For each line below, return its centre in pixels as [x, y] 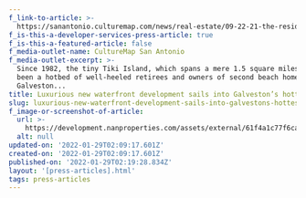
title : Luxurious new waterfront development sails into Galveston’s [144, 94]
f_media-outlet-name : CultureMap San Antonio [96, 52]
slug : [19, 103]
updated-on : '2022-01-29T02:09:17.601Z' [87, 145]
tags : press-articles [50, 179]
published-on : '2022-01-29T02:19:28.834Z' [90, 162]
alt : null [35, 137]
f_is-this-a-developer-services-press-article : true [111, 35]
